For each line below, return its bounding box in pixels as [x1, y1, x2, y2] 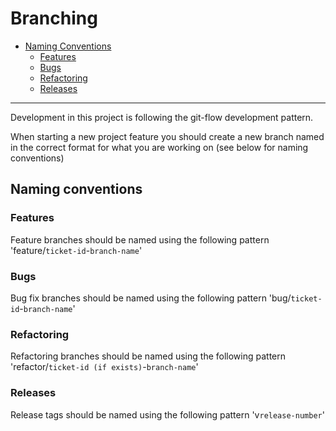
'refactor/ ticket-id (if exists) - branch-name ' [10, 361, 199, 373]
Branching [10, 7, 98, 30]
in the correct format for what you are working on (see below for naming [10, 141, 309, 153]
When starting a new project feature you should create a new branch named [10, 130, 325, 142]
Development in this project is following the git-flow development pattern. [10, 111, 314, 123]
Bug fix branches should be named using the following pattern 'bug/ [10, 292, 292, 304]
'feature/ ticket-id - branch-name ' [10, 244, 143, 256]
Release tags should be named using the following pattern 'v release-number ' [10, 408, 325, 421]
